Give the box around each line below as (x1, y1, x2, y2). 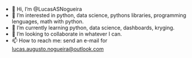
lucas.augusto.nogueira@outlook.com (11, 46, 104, 52)
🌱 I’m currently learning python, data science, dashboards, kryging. (11, 24, 175, 31)
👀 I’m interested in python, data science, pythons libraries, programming (11, 12, 187, 19)
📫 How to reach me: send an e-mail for (11, 37, 107, 44)
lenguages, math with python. (11, 18, 84, 25)
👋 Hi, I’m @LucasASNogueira (11, 6, 82, 12)
